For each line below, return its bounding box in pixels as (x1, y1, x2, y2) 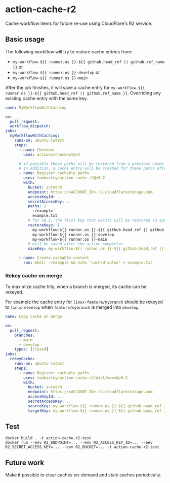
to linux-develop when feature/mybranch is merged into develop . (5, 304, 140, 310)
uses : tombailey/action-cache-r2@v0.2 (23, 175, 105, 181)
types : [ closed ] (14, 347, 49, 352)
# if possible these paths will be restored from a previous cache (18, 161, 164, 166)
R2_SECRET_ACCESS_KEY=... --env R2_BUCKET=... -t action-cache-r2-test (5, 444, 159, 450)
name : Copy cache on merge (5, 314, 62, 319)
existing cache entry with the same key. (5, 95, 88, 101)
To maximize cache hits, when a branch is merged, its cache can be (5, 283, 147, 290)
